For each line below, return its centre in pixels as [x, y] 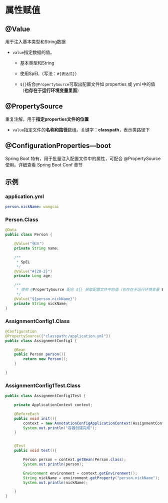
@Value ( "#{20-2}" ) [33, 271]
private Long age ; [33, 276]
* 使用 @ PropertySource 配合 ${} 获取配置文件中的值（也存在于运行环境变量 [88, 290]
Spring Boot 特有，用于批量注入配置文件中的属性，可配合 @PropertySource [83, 158]
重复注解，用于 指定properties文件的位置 [47, 119]
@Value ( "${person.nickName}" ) [46, 299]
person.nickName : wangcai [32, 207]
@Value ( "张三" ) [29, 244]
